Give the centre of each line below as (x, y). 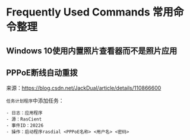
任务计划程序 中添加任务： (35, 101)
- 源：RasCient (24, 119)
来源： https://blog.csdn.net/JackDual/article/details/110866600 (84, 88)
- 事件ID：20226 (25, 126)
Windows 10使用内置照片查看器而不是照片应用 (92, 51)
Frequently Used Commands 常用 (90, 12)
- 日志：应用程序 (24, 113)
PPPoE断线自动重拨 (42, 73)
